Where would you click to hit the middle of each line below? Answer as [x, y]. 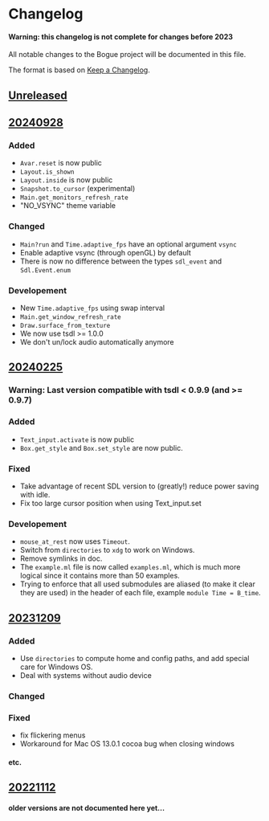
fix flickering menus [53, 735]
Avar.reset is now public [61, 163]
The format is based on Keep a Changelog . [79, 70]
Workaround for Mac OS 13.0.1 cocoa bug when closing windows [127, 744]
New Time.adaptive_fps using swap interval [92, 308]
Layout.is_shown [47, 172]
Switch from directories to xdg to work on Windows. [107, 550]
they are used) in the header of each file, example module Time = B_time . [140, 593]
